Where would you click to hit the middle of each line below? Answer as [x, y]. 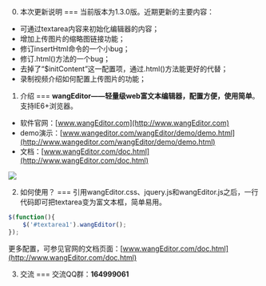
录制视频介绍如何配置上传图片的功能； [83, 79]
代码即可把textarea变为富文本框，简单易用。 [93, 202]
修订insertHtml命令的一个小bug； [75, 49]
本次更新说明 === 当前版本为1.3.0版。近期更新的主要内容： [117, 12]
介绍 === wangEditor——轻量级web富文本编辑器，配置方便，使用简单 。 [139, 96]
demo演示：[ [41, 133]
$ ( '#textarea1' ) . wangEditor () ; [75, 224]
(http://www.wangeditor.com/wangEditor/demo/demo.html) [117, 142]
